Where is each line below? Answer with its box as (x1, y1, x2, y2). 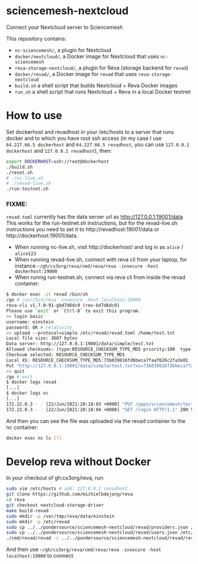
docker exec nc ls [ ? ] (6, 435, 62, 441)
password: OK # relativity (6, 324, 72, 330)
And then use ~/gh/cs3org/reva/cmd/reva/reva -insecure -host (6, 546, 161, 553)
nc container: (6, 424, 38, 431)
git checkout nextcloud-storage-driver (6, 503, 104, 509)
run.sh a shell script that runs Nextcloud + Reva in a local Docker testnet (14, 88, 191, 95)
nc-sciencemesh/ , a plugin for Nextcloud (14, 46, 112, 54)
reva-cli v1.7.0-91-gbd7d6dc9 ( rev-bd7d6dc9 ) (6, 303, 120, 309)
